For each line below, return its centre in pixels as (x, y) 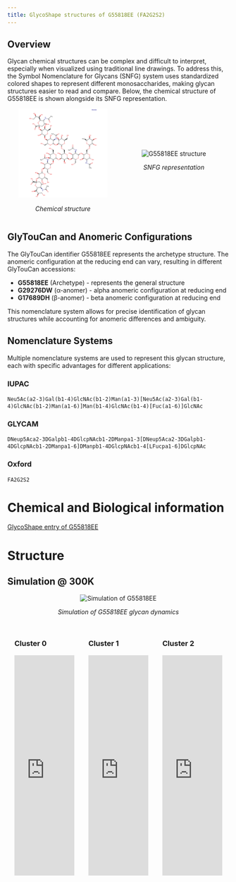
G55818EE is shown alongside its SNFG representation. (87, 99)
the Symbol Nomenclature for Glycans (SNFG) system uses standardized (113, 76)
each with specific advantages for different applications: (89, 365)
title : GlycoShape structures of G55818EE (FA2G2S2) (86, 15)
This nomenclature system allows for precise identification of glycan (106, 311)
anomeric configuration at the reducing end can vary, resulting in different (114, 262)
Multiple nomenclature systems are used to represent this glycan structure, (116, 358)
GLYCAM (23, 424)
